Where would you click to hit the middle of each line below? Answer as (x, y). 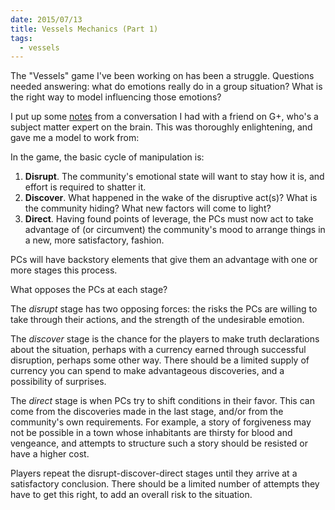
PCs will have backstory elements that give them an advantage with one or (164, 260)
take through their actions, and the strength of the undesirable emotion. (157, 320)
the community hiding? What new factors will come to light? (148, 208)
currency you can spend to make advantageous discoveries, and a (147, 371)
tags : (21, 38)
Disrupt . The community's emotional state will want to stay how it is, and (174, 177)
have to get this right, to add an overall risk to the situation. (131, 495)
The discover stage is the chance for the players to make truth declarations (165, 339)
